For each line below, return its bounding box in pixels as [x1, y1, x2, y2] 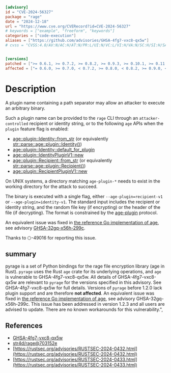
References [5, 321, 43, 330]
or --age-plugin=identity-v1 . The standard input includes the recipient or [5, 199, 160, 205]
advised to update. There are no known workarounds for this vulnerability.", [5, 306, 163, 313]
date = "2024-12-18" [5, 19, 49, 24]
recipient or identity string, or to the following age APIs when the [29, 120, 164, 127]
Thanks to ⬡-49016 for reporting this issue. [5, 235, 97, 241]
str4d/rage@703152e [12, 340, 58, 347]
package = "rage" [5, 14, 42, 19]
